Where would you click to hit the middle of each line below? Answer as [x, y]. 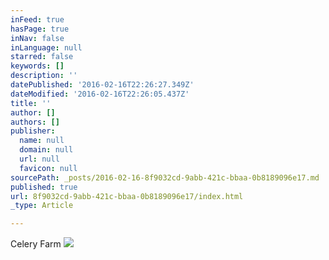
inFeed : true [37, 19]
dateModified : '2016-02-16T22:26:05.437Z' [100, 94]
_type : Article [42, 206]
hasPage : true [40, 29]
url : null [39, 159]
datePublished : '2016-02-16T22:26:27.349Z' [102, 85]
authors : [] [35, 122]
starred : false [42, 57]
